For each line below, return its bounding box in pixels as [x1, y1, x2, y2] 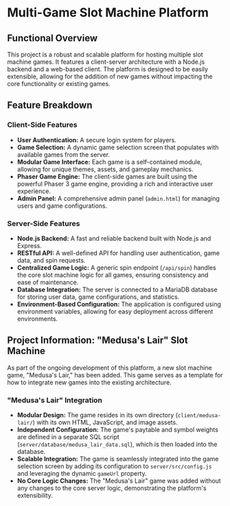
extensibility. [16, 492, 54, 500]
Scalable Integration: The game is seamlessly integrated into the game [16, 455, 219, 463]
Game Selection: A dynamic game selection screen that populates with [16, 143, 219, 151]
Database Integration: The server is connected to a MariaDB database [16, 285, 218, 294]
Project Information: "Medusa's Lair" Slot [7, 335, 188, 346]
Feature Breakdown [7, 100, 93, 111]
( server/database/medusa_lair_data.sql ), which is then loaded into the [16, 440, 218, 448]
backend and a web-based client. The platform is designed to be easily [7, 65, 208, 73]
